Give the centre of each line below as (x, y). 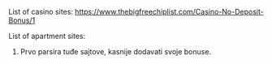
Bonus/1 (22, 20)
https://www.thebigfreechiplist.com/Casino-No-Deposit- (169, 12)
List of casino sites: (41, 12)
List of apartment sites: (47, 36)
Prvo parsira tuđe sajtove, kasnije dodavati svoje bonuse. (116, 51)
